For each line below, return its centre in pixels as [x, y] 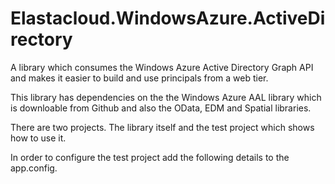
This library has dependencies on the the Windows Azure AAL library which [166, 97]
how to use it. [38, 138]
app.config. [34, 168]
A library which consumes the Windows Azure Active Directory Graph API [162, 67]
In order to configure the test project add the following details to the [150, 157]
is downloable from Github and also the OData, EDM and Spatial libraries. [161, 108]
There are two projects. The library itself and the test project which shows [162, 127]
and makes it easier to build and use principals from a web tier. [139, 78]
